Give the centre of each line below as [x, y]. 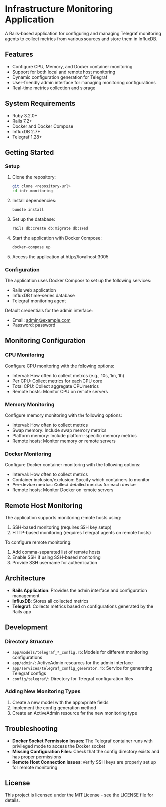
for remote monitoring [35, 767]
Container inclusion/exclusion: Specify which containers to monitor [81, 480]
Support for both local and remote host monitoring [64, 72]
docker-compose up [31, 247]
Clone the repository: [34, 177]
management [26, 595]
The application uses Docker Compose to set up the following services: [78, 280]
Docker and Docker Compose [43, 126]
